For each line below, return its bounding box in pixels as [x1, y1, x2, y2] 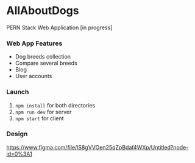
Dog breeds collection [15, 53, 71, 60]
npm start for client [15, 114, 64, 122]
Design [6, 129, 28, 138]
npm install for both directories [15, 101, 96, 109]
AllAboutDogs [6, 4, 79, 18]
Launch [6, 88, 29, 96]
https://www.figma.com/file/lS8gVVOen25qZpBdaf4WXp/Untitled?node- [6, 143, 189, 151]
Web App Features [6, 39, 63, 48]
